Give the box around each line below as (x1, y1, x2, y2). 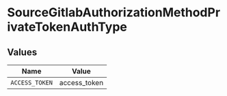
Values (7, 46, 38, 58)
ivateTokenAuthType (7, 19, 128, 35)
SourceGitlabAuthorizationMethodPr (7, 5, 221, 20)
